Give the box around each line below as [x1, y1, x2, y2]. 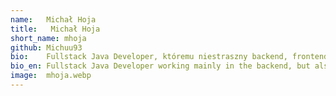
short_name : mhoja [10, 33, 87, 43]
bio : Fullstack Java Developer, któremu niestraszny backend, [10, 52, 288, 62]
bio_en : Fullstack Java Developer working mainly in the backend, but [10, 61, 311, 71]
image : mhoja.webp [10, 71, 92, 81]
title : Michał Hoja [10, 24, 101, 34]
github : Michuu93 [10, 42, 83, 53]
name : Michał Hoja [10, 14, 97, 25]
